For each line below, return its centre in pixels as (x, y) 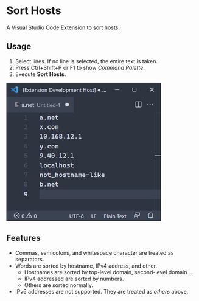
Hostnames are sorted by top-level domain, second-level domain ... (109, 272)
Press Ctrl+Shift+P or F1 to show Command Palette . (80, 67)
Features (23, 238)
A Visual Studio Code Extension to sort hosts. (63, 27)
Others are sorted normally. (58, 285)
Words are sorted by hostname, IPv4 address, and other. (86, 266)
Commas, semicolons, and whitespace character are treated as (94, 252)
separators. (30, 259)
